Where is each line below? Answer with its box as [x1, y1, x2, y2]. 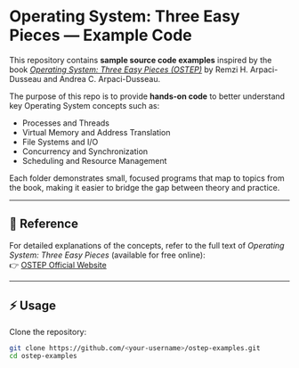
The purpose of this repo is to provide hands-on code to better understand [9, 91, 286, 102]
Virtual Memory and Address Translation [21, 127, 171, 137]
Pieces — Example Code [9, 25, 193, 45]
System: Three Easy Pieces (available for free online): [9, 249, 206, 260]
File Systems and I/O [21, 136, 99, 147]
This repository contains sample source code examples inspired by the [9, 54, 272, 65]
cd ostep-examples [9, 352, 77, 361]
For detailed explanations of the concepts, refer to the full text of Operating [9, 240, 285, 250]
